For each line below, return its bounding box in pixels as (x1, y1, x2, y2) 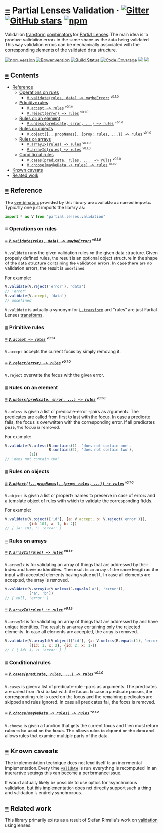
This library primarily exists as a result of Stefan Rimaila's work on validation (5, 817, 158, 823)
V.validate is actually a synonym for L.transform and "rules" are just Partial (5, 306, 157, 312)
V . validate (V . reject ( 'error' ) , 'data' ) (5, 284, 86, 289)
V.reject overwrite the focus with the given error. (5, 372, 105, 378)
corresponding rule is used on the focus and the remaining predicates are (5, 693, 153, 700)
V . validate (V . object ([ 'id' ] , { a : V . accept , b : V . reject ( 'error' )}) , (5, 516, 147, 522)
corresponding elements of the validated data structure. (5, 47, 117, 53)
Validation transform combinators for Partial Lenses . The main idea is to (5, 31, 148, 37)
